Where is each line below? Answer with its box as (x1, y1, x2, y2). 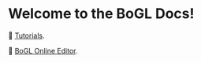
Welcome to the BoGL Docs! (8, 5, 195, 23)
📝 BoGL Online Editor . (8, 46, 78, 55)
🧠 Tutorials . (8, 31, 45, 40)
